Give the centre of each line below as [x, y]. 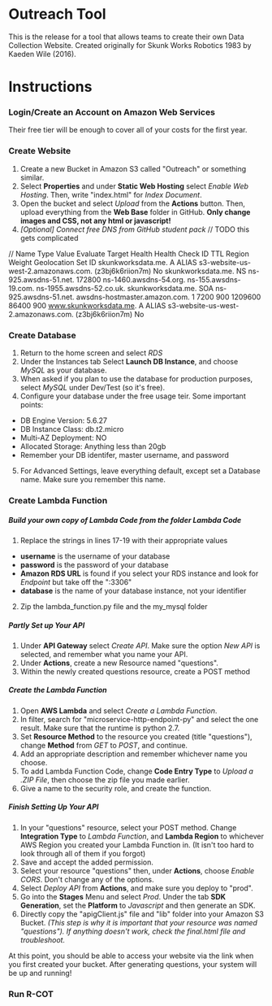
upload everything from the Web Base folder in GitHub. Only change [135, 211]
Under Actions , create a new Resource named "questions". [119, 663]
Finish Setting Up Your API [54, 807]
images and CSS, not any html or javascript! [95, 220]
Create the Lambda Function [58, 690]
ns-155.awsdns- [214, 279]
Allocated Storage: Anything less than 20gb [93, 446]
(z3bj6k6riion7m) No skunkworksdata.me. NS [171, 271]
